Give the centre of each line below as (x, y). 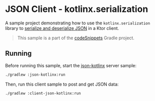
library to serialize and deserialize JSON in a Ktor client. (62, 28)
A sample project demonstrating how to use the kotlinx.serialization (78, 23)
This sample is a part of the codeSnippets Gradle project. (76, 38)
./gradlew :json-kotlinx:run (35, 75)
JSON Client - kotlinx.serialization (77, 9)
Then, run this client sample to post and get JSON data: (62, 84)
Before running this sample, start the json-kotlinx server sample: (71, 65)
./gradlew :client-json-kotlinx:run (43, 93)
